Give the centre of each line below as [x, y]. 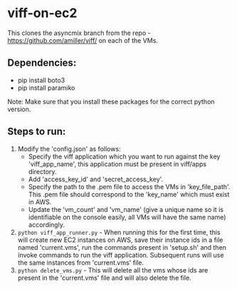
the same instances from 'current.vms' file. [81, 263]
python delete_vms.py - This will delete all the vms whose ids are [113, 270]
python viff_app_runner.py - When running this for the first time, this [119, 232]
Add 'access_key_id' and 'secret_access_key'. [96, 179]
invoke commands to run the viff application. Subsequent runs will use [121, 255]
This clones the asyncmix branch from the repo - [79, 33]
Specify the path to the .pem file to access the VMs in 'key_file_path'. [129, 186]
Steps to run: [37, 132]
